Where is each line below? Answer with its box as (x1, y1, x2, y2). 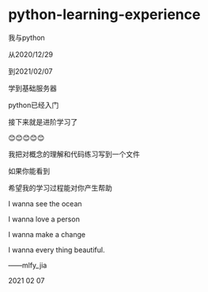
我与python (8, 33, 45, 42)
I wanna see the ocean (8, 198, 82, 208)
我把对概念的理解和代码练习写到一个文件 (8, 149, 140, 159)
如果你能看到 (8, 166, 50, 175)
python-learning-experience (8, 6, 201, 24)
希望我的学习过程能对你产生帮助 (8, 182, 112, 192)
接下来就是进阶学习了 (8, 117, 78, 126)
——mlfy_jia (8, 260, 47, 270)
